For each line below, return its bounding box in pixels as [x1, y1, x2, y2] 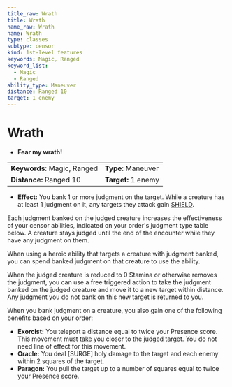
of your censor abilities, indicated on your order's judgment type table [7, 221, 209, 229]
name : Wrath [7, 29, 42, 37]
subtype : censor [7, 43, 55, 50]
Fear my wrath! [17, 147, 63, 156]
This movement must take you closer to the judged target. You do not [17, 335, 217, 343]
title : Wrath [7, 17, 45, 24]
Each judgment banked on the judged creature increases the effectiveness [7, 214, 222, 222]
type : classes [7, 36, 49, 43]
